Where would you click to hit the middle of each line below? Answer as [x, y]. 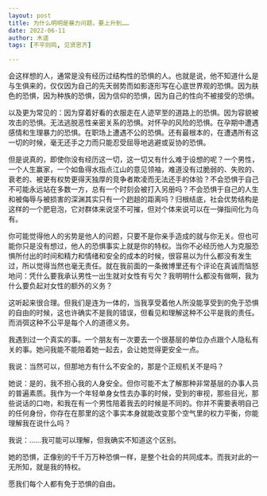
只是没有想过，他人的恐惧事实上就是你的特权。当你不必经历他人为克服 [137, 246]
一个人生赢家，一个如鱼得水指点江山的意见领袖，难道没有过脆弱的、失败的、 [133, 170]
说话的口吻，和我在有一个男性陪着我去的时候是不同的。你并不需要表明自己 [137, 404]
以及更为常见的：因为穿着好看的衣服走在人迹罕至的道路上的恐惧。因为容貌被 [133, 113]
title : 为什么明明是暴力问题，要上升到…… [69, 23]
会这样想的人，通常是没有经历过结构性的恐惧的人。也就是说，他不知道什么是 [133, 76]
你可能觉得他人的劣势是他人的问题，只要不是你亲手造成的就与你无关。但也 [130, 236]
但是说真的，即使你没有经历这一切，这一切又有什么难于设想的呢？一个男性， [133, 159]
